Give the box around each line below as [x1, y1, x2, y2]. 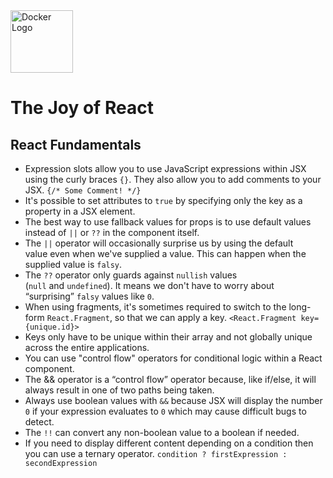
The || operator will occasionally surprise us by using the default [24, 237, 294, 249]
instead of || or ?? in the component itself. [24, 227, 200, 238]
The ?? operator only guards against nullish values [24, 269, 238, 281]
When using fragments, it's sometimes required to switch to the [24, 301, 287, 313]
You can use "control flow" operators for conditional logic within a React [24, 352, 323, 364]
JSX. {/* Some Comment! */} [24, 184, 142, 196]
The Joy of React [10, 97, 154, 119]
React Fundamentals [10, 136, 142, 153]
